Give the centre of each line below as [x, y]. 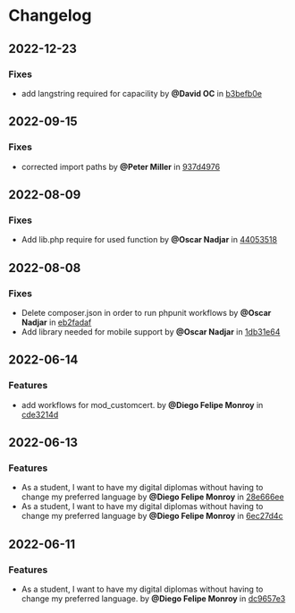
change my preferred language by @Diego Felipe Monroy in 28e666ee [152, 497]
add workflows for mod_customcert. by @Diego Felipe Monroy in [142, 404]
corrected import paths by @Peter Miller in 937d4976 [121, 166]
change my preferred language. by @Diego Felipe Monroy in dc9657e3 [153, 599]
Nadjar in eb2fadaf [56, 322]
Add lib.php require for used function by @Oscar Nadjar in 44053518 [149, 240]
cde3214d [40, 414]
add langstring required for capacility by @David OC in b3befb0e [142, 93]
